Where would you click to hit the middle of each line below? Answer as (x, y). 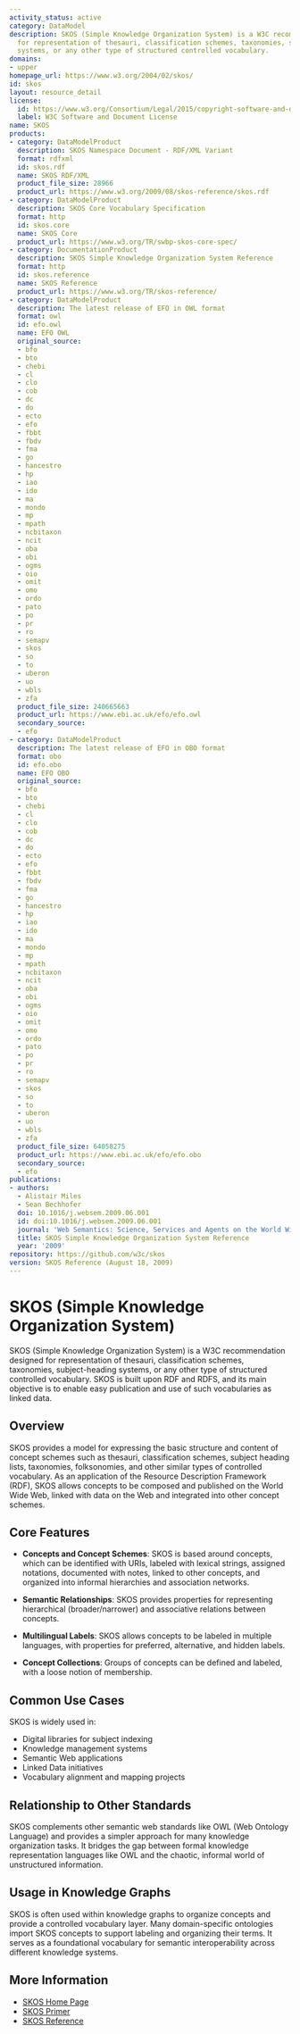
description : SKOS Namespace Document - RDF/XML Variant (125, 150)
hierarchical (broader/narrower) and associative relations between (144, 1609)
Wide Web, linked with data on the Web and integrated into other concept (144, 1495)
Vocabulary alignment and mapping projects (104, 1777)
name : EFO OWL (43, 333)
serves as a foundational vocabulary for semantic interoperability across (142, 1942)
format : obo (40, 756)
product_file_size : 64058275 (71, 1146)
